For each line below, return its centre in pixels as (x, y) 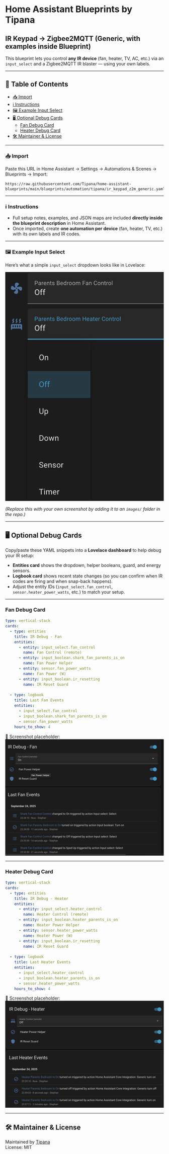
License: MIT (19, 1147)
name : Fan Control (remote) (53, 652)
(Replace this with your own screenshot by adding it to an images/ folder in (83, 509)
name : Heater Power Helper (52, 925)
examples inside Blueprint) (48, 46)
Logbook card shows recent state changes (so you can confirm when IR (87, 576)
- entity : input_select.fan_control (57, 647)
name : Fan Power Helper (48, 663)
